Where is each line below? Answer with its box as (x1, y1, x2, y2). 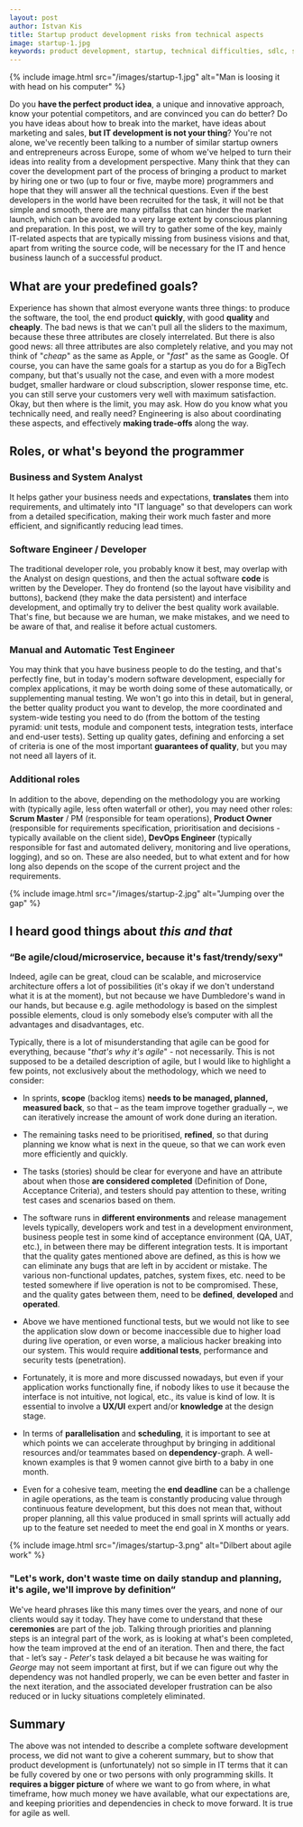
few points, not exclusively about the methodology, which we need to (9, 1065, 267, 1076)
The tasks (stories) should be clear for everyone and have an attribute (22, 1166, 283, 1177)
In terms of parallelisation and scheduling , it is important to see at (22, 1429, 271, 1439)
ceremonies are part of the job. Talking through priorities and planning (9, 1623, 272, 1634)
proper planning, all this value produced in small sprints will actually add (22, 1513, 290, 1523)
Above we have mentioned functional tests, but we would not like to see (22, 1316, 290, 1327)
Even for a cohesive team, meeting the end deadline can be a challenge (22, 1484, 290, 1495)
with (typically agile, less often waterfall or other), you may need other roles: (9, 803, 293, 814)
